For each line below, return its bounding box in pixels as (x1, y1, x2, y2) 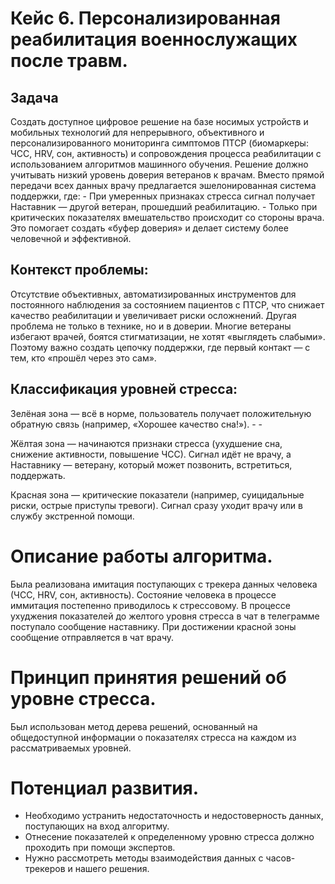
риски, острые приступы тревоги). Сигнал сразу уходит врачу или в (10, 499, 303, 511)
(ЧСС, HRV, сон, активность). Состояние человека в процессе (10, 588, 277, 601)
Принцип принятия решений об (10, 666, 287, 689)
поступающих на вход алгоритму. (24, 820, 170, 832)
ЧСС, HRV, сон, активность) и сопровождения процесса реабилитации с (10, 148, 322, 159)
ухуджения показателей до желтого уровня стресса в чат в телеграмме (10, 610, 320, 622)
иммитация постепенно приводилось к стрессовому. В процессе (10, 599, 291, 611)
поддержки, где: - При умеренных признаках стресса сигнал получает (10, 190, 316, 202)
